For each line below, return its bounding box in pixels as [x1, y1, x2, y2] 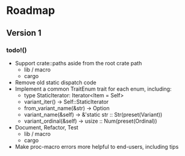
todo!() [6, 46, 27, 54]
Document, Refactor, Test [14, 123, 78, 131]
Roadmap [6, 4, 55, 18]
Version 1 [6, 28, 42, 38]
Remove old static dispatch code [14, 79, 96, 86]
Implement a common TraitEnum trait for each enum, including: [14, 85, 172, 93]
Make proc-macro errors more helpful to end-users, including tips [14, 143, 179, 150]
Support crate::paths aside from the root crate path [14, 59, 142, 67]
